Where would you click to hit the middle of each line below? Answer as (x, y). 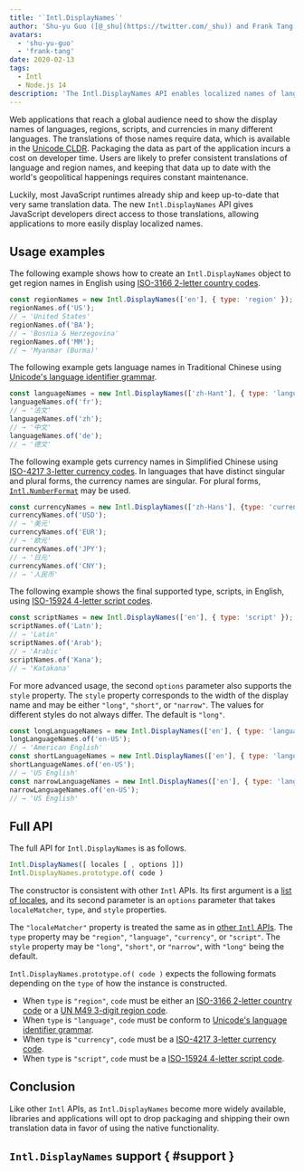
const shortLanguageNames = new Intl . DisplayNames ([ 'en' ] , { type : (139, 757)
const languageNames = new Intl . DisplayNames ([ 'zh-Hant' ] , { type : (139, 394)
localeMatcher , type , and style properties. (88, 910)
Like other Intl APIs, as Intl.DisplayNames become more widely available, (148, 1109)
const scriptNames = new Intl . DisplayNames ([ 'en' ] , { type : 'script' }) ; (152, 618)
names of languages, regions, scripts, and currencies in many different (141, 129)
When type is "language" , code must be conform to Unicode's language (155, 1020)
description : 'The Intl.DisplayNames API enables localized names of (143, 93)
